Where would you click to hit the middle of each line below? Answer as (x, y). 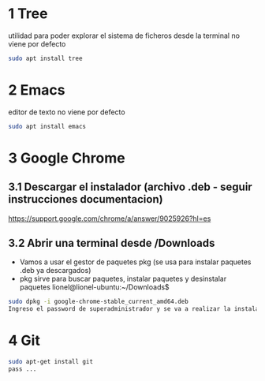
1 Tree (28, 14)
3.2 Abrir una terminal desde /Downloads (112, 243)
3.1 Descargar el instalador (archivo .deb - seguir (130, 187)
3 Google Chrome (67, 158)
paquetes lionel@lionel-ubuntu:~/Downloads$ (94, 287)
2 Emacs (37, 90)
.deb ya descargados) (55, 271)
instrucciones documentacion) (86, 199)
